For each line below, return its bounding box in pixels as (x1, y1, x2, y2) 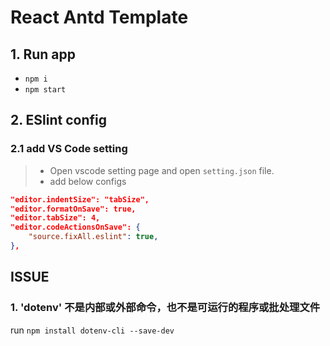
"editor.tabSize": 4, (10, 213, 101, 223)
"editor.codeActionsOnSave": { (10, 222, 141, 233)
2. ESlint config (10, 112, 107, 129)
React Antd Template (10, 6, 189, 29)
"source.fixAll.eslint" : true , (28, 232, 159, 242)
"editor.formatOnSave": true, (10, 204, 137, 214)
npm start (24, 85, 67, 95)
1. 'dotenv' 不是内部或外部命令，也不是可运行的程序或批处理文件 (10, 301, 321, 315)
